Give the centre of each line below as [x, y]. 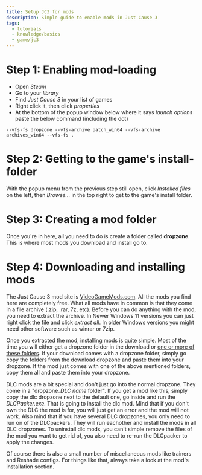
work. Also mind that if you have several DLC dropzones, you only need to [98, 416]
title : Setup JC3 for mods [40, 12]
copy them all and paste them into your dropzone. [68, 372]
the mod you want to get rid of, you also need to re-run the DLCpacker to [97, 435]
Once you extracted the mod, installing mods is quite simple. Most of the [96, 340]
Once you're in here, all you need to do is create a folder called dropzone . [98, 236]
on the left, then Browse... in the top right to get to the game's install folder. [99, 195]
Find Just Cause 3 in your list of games [64, 99]
